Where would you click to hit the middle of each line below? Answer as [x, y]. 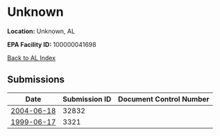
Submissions [36, 80]
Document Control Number [163, 99]
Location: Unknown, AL [41, 31]
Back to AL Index [32, 58]
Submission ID [87, 99]
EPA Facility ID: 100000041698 [52, 44]
